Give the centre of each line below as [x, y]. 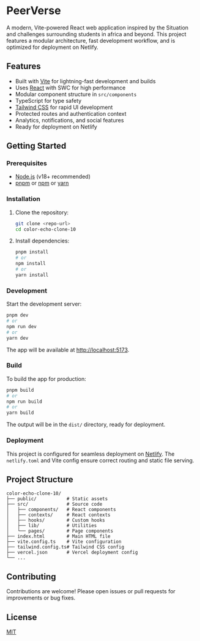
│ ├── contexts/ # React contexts [59, 515]
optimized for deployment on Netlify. [53, 47]
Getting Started [36, 146]
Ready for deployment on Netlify [56, 127]
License [22, 617]
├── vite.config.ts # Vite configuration [64, 542]
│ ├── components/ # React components [61, 510]
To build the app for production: [46, 379]
